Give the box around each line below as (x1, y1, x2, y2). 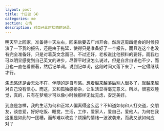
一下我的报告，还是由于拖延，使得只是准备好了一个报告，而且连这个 (13, 45, 150, 51)
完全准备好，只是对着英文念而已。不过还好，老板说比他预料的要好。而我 (9, 52, 155, 57)
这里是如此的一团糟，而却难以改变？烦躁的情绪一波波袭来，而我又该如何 (5, 115, 150, 121)
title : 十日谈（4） (5, 12, 41, 17)
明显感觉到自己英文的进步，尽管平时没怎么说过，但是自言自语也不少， (13, 57, 155, 63)
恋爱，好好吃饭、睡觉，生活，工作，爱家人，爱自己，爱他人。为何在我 (18, 109, 159, 114)
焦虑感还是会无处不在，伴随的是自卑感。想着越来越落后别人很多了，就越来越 (5, 80, 159, 86)
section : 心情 (5, 20, 33, 26)
